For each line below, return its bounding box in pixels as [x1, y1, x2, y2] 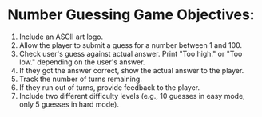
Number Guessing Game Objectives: [7, 6, 255, 24]
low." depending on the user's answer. [18, 57, 145, 67]
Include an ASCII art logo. [18, 32, 104, 41]
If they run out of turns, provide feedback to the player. [18, 82, 200, 92]
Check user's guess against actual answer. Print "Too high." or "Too [18, 49, 243, 58]
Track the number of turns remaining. [18, 74, 143, 84]
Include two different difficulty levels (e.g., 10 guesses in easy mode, [18, 91, 245, 100]
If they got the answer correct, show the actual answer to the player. [18, 65, 244, 75]
